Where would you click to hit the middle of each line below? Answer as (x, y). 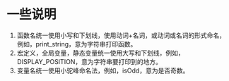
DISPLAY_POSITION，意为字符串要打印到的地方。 (89, 61)
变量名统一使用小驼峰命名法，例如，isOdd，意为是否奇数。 (103, 70)
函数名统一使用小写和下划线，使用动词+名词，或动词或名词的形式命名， (121, 35)
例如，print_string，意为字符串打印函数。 (77, 44)
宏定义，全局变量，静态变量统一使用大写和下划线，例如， (100, 53)
